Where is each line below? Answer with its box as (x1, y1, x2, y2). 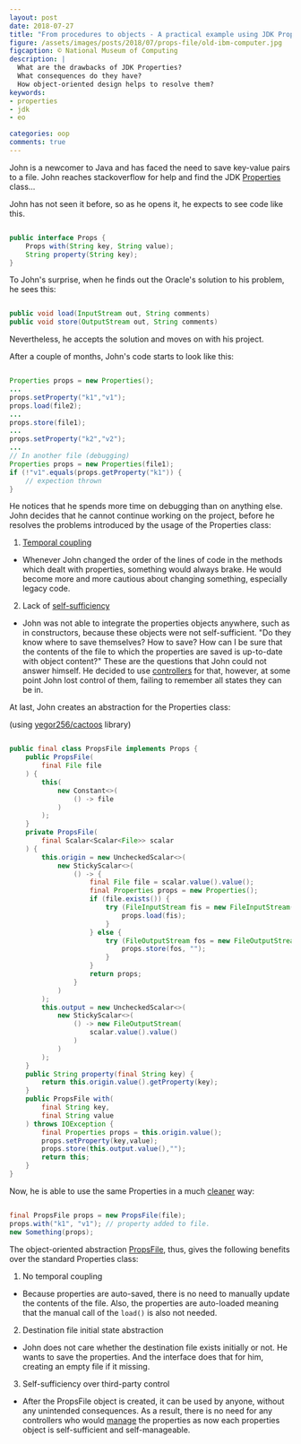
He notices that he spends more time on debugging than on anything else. (9, 501, 283, 512)
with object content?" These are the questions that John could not (21, 656, 267, 667)
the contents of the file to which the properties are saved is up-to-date (21, 646, 283, 657)
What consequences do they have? (17, 72, 142, 81)
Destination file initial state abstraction (21, 1324, 164, 1336)
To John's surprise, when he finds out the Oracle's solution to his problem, (9, 274, 285, 285)
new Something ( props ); (9, 1227, 94, 1237)
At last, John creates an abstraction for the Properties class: (9, 702, 231, 713)
